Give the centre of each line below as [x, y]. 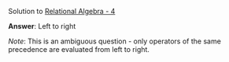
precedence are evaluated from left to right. [79, 49]
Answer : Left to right [42, 26]
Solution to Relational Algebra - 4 [62, 11]
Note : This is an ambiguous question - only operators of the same [115, 41]
